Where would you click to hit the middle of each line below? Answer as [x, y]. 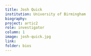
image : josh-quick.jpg [28, 37]
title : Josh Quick [24, 9]
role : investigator [25, 28]
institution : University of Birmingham [45, 14]
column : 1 [15, 32]
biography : [16, 19]
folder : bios [18, 46]
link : [10, 41]
